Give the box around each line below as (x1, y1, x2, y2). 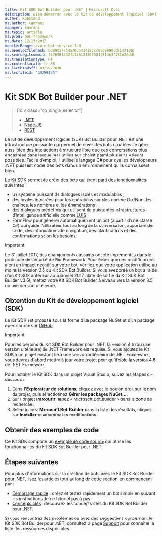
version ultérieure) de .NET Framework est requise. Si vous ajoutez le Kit (5, 346, 149, 352)
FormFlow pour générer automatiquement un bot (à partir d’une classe (12, 217, 152, 223)
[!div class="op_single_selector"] (16, 107, 83, 113)
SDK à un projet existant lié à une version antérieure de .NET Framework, (5, 351, 150, 357)
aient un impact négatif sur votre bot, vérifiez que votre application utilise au (5, 262, 157, 268)
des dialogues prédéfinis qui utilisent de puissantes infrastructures (12, 207, 145, 213)
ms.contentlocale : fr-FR (5, 61, 55, 66)
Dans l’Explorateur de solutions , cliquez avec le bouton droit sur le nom (12, 386, 156, 392)
